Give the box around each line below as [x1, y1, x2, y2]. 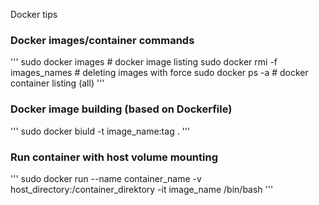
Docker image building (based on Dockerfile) [10, 102, 233, 116]
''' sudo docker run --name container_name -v [10, 172, 202, 184]
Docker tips [10, 9, 58, 20]
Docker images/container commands [10, 33, 195, 47]
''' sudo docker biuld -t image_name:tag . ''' [10, 125, 191, 137]
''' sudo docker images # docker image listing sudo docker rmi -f [10, 56, 278, 68]
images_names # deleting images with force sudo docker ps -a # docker [10, 67, 309, 79]
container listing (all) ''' [10, 77, 105, 89]
